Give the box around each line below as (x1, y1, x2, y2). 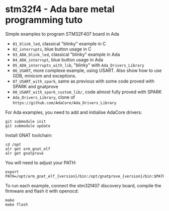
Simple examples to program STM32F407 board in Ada (5, 31, 120, 37)
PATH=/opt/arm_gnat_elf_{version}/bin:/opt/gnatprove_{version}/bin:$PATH (5, 174, 165, 179)
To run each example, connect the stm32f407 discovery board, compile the (5, 182, 162, 188)
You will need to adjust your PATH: (5, 160, 76, 166)
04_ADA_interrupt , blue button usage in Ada (12, 56, 104, 62)
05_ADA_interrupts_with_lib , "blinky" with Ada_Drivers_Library (12, 62, 144, 68)
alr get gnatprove (5, 151, 44, 156)
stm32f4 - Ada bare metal (5, 4, 115, 15)
